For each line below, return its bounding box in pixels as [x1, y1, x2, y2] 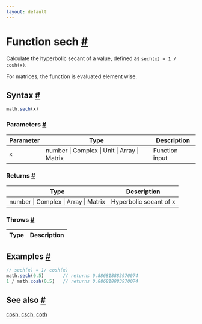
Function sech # [6, 34, 88, 48]
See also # [6, 294, 46, 305]
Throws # [6, 215, 35, 223]
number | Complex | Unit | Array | [45, 146, 139, 154]
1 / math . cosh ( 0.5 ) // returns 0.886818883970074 [6, 278, 138, 284]
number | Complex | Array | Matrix [9, 197, 106, 205]
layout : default [6, 8, 47, 15]
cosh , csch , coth [6, 311, 47, 318]
